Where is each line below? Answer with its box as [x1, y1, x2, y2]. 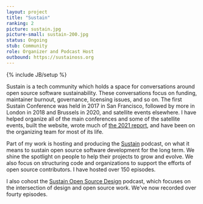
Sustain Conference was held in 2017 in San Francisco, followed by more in [6, 102, 195, 110]
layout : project [6, 9, 48, 15]
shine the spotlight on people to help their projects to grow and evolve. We [6, 153, 194, 160]
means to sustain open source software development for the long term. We [6, 146, 195, 153]
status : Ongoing [6, 37, 48, 43]
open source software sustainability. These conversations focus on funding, [6, 89, 197, 96]
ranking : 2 [6, 20, 34, 26]
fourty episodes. [6, 190, 48, 198]
